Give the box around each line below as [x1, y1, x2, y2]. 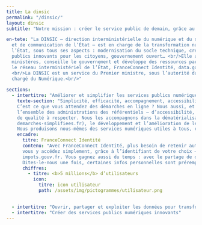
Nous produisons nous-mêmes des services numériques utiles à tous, [17, 126, 192, 132]
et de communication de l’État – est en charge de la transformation [11, 42, 189, 48]
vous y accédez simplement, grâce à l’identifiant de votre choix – [22, 148, 198, 154]
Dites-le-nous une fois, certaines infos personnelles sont [22, 159, 176, 165]
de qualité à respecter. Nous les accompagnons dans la [17, 115, 161, 121]
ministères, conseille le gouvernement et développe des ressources [11, 58, 187, 65]
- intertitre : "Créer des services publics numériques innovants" [11, 209, 182, 215]
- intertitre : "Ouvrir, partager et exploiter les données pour [11, 204, 176, 210]
